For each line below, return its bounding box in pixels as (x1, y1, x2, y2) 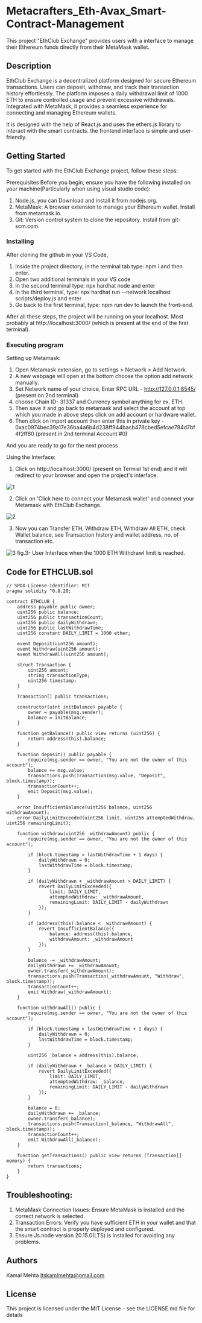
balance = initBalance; (28, 715, 87, 721)
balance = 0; (28, 1105, 61, 1111)
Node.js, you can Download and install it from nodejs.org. (14, 197, 158, 204)
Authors (6, 1255, 38, 1266)
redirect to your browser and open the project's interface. (14, 472, 159, 479)
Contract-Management (6, 17, 125, 31)
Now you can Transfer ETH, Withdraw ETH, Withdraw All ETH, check (14, 525, 186, 532)
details (6, 1312, 23, 1319)
